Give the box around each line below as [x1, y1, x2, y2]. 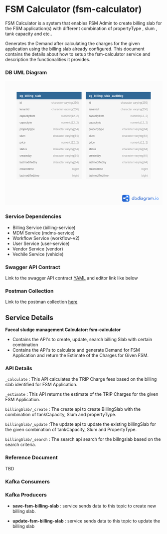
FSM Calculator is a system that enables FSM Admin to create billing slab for [5, 20, 162, 26]
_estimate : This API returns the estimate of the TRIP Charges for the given [5, 391, 159, 397]
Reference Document [5, 454, 58, 461]
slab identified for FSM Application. [5, 382, 78, 388]
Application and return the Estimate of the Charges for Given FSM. [12, 352, 149, 359]
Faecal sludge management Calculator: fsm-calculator [5, 327, 121, 333]
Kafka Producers [5, 491, 47, 498]
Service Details [5, 313, 54, 322]
